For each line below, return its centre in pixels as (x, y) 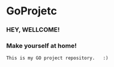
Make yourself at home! (41, 46)
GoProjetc (31, 11)
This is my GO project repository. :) (58, 58)
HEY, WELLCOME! (33, 30)
